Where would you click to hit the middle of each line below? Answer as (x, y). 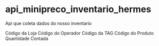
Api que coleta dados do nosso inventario (48, 23)
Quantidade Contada (27, 38)
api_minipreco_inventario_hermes (78, 9)
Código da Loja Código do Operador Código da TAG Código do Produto (79, 33)
